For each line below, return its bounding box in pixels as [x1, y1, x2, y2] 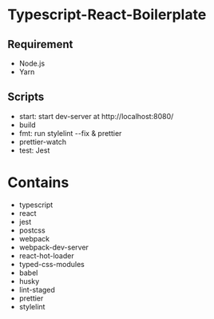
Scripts [7, 90, 45, 104]
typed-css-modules [18, 259, 85, 269]
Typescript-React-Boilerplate [7, 6, 207, 24]
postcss [18, 225, 46, 235]
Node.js [18, 58, 46, 68]
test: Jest [18, 146, 50, 155]
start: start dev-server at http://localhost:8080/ [18, 111, 174, 121]
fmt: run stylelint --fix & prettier [18, 128, 122, 138]
